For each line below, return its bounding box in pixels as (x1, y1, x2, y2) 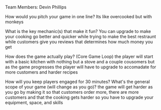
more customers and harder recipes (5, 69, 78, 75)
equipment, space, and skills (5, 100, 63, 105)
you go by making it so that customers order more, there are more (5, 89, 139, 95)
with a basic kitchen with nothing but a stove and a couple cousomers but (5, 59, 155, 64)
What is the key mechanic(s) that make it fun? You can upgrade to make (5, 28, 151, 34)
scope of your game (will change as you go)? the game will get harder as (5, 84, 153, 90)
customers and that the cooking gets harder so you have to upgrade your (5, 94, 154, 100)
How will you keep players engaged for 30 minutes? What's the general (5, 79, 150, 84)
